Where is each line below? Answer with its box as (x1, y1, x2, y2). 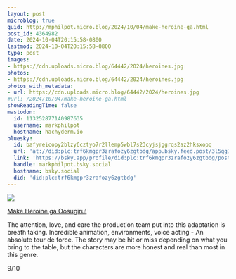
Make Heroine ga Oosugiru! (7, 206, 87, 215)
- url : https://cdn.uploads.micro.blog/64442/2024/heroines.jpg (7, 89, 199, 96)
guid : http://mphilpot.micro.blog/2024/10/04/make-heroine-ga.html (7, 23, 209, 30)
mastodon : (7, 108, 37, 116)
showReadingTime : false (7, 102, 77, 109)
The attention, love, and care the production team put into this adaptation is (7, 220, 225, 229)
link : (13, 154, 30, 162)
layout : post (7, 10, 46, 18)
